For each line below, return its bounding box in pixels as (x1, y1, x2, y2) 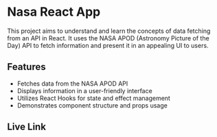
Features (7, 61, 46, 73)
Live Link (7, 121, 47, 133)
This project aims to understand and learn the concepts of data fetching (7, 27, 211, 35)
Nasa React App (7, 4, 101, 20)
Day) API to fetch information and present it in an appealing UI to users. (7, 41, 209, 49)
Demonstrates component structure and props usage (16, 101, 168, 110)
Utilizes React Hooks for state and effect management (16, 94, 170, 102)
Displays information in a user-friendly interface (16, 86, 152, 95)
